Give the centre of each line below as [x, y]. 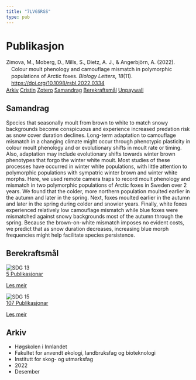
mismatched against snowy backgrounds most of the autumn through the [94, 216]
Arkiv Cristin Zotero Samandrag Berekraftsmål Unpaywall [75, 90]
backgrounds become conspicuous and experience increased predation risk [98, 129]
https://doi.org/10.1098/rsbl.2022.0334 [58, 83]
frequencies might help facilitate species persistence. [71, 235]
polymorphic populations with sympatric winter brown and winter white [92, 172]
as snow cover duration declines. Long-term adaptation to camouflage [91, 135]
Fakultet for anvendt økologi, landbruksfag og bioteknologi [85, 353]
